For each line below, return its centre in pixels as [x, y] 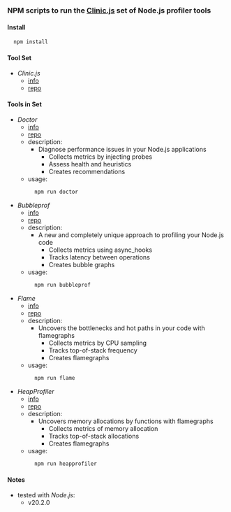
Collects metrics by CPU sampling [98, 343]
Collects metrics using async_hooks [100, 250]
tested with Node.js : [46, 495]
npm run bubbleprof [62, 285]
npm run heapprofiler [66, 464]
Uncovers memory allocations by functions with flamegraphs [126, 421]
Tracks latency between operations [99, 257]
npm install [31, 42]
